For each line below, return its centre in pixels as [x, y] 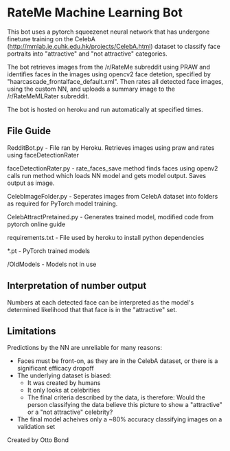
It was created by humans [64, 383]
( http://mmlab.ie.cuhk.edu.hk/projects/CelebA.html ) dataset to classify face [114, 46]
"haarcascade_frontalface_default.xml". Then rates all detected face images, [115, 81]
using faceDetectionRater [43, 155]
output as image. [31, 183]
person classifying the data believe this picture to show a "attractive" [125, 405]
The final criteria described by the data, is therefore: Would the [116, 397]
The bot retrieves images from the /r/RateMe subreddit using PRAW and [109, 67]
